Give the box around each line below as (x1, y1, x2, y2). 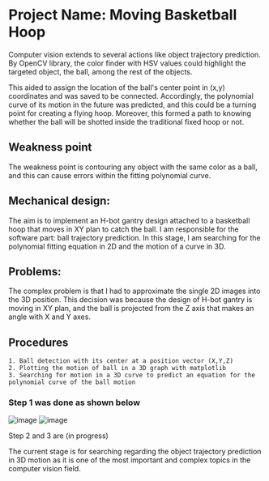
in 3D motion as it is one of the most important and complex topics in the (8, 455, 251, 465)
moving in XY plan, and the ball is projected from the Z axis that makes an (8, 304, 254, 313)
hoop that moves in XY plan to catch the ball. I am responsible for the (8, 224, 239, 234)
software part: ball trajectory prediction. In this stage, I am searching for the (8, 232, 261, 242)
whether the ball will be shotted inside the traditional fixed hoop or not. (8, 117, 245, 126)
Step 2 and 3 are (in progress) (8, 431, 109, 441)
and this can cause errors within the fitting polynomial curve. (8, 170, 211, 180)
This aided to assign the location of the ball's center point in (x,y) (8, 83, 225, 92)
